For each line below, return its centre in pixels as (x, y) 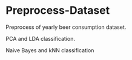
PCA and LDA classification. (40, 38)
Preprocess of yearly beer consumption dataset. (66, 27)
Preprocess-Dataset (58, 10)
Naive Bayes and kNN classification (50, 50)
